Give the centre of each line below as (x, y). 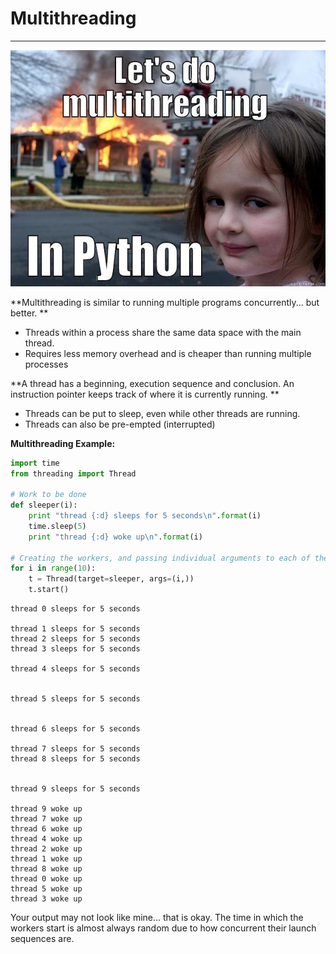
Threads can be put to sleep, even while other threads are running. (162, 413)
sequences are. (42, 939)
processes (46, 364)
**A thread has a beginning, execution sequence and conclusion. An (152, 383)
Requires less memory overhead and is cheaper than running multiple (168, 353)
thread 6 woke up (46, 829)
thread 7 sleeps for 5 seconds (75, 749)
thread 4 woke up (46, 839)
